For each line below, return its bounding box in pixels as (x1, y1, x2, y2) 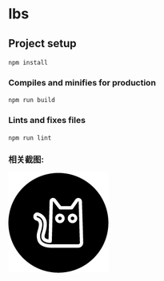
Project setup (8, 37, 78, 50)
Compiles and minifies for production (8, 77, 156, 88)
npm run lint (8, 133, 52, 142)
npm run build (8, 97, 56, 105)
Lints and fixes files (8, 115, 86, 126)
